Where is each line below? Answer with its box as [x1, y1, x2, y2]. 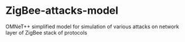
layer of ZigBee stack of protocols [5, 29, 87, 36]
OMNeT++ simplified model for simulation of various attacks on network [5, 23, 179, 30]
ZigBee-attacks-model [5, 4, 118, 17]
